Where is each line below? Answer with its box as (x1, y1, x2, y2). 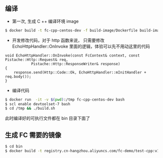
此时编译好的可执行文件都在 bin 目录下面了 (5, 115, 91, 121)
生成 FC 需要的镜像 (5, 131, 62, 139)
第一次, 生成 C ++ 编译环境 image (12, 18, 79, 24)
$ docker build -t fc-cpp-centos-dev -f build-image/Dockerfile (5, 28, 138, 33)
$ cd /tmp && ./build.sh (5, 106, 55, 111)
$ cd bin (5, 144, 23, 149)
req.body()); (5, 74, 32, 79)
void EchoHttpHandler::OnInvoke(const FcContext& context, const (5, 53, 140, 58)
